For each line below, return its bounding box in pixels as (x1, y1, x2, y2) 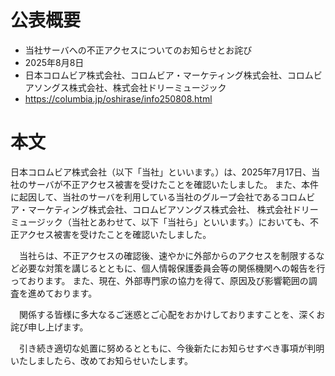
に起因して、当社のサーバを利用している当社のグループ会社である (10, 191, 281, 203)
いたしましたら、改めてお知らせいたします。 (10, 354, 193, 366)
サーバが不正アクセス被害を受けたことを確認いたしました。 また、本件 (27, 178, 320, 190)
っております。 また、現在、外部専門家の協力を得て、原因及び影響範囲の (10, 274, 309, 286)
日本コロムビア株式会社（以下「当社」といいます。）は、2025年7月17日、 (10, 166, 312, 178)
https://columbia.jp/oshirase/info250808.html (24, 92, 213, 105)
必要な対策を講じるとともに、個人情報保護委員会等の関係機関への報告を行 (18, 262, 326, 274)
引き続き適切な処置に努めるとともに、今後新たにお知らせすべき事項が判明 (18, 342, 325, 354)
